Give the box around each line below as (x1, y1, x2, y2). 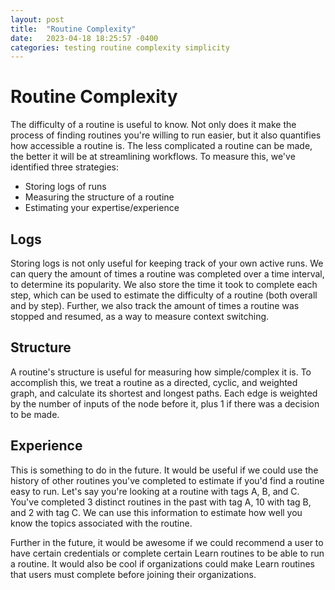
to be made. (10, 408, 60, 420)
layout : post (10, 14, 65, 25)
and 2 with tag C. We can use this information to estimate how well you (10, 506, 303, 518)
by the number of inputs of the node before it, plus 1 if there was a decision (10, 397, 320, 410)
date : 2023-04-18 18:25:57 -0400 (10, 33, 159, 43)
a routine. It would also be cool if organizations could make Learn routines (10, 557, 315, 570)
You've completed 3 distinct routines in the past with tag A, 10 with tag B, (10, 496, 312, 508)
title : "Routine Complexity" (10, 24, 137, 34)
